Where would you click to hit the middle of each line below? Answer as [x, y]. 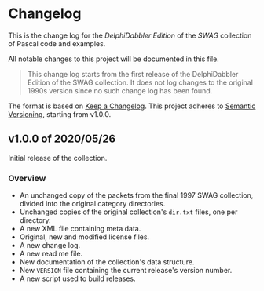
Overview [27, 178]
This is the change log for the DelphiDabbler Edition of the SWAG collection [130, 35]
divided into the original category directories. [92, 204]
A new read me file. [51, 254]
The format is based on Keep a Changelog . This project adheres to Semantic [132, 106]
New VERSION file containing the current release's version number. [126, 271]
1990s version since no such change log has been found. [120, 90]
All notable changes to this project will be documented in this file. [114, 59]
